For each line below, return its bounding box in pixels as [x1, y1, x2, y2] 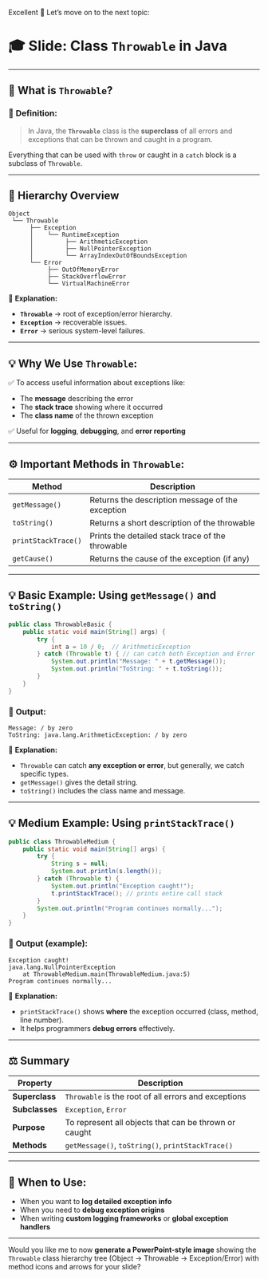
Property [17, 1077, 53, 1088]
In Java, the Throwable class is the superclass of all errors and [27, 126, 233, 136]
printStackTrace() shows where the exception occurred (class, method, [19, 1006, 259, 1016]
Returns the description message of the [89, 494, 238, 506]
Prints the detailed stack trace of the [89, 530, 226, 541]
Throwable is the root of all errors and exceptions [65, 1091, 246, 1102]
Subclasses [12, 1104, 57, 1116]
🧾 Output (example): [8, 938, 89, 949]
